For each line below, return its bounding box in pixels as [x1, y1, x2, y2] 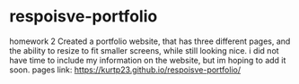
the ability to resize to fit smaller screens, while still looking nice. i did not [9, 45, 280, 55]
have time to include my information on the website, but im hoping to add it [9, 55, 286, 65]
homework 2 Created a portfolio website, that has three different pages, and [9, 36, 291, 46]
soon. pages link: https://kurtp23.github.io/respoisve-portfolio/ [9, 64, 241, 75]
